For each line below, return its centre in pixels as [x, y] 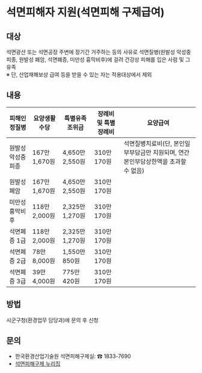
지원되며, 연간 [171, 152]
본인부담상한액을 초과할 [155, 161]
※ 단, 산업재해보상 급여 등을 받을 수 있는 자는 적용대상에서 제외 [79, 75]
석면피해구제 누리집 [38, 364]
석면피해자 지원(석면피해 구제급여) [85, 12]
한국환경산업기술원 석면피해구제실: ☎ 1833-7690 [73, 356]
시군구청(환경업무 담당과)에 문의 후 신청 [52, 320]
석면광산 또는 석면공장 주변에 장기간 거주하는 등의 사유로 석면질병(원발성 [91, 52]
